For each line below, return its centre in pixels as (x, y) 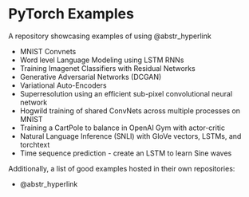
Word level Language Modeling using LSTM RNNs (102, 60)
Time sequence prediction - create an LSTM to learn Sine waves (126, 153)
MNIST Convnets (48, 51)
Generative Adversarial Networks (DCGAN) (91, 77)
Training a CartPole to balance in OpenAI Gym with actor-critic (123, 128)
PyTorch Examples (71, 14)
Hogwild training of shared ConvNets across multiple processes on (130, 110)
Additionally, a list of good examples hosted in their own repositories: (122, 168)
